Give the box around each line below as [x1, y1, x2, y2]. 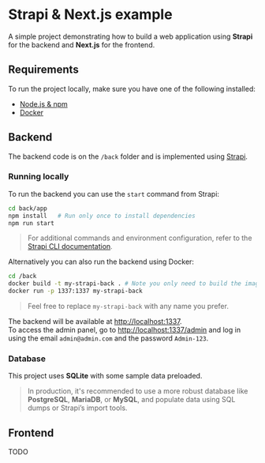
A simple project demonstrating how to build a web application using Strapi [8, 32, 253, 41]
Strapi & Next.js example [8, 6, 173, 24]
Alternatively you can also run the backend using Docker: [8, 257, 195, 266]
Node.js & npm [19, 99, 69, 108]
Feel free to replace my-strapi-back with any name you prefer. [27, 302, 229, 311]
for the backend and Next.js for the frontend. [8, 40, 155, 49]
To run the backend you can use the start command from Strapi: [8, 189, 219, 198]
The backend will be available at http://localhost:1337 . [8, 317, 183, 326]
